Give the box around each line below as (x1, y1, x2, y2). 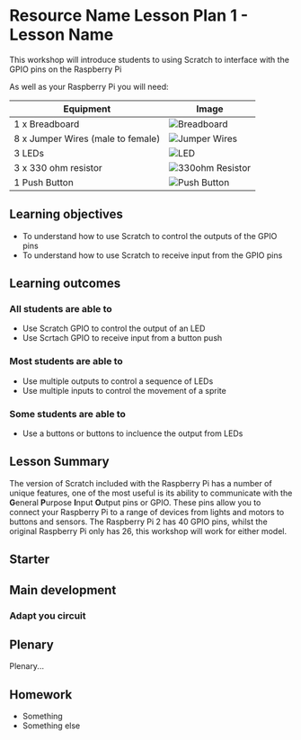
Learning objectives (9, 207, 124, 222)
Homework (9, 687, 73, 702)
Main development (9, 582, 117, 598)
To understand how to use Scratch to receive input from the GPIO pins (22, 249, 283, 261)
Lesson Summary (9, 454, 110, 469)
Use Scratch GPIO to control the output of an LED (22, 323, 206, 334)
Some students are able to (9, 407, 126, 420)
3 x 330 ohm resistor (13, 161, 103, 174)
